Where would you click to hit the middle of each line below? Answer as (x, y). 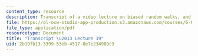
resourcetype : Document (35, 33)
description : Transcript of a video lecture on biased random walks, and (99, 17)
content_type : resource (35, 11)
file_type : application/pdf (41, 28)
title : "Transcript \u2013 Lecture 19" (55, 38)
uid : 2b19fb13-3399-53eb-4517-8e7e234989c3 (60, 44)
